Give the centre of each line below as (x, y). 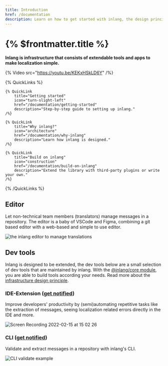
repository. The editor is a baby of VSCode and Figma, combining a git (78, 222)
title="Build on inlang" (40, 157)
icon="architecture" (35, 131)
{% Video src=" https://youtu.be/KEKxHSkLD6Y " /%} (59, 73)
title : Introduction (27, 10)
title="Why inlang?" (35, 127)
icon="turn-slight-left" (40, 101)
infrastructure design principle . (37, 280)
